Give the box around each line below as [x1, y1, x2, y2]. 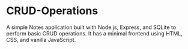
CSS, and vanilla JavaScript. [6, 36, 76, 43]
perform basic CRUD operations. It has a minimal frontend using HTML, [6, 30, 183, 37]
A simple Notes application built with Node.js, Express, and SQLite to [6, 24, 176, 31]
